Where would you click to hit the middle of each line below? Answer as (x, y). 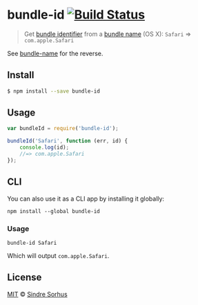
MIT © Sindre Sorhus (37, 294)
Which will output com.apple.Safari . (58, 255)
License (24, 278)
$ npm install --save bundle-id (53, 91)
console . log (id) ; (44, 148)
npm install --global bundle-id (53, 211)
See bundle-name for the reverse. (55, 53)
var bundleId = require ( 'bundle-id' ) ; (63, 129)
